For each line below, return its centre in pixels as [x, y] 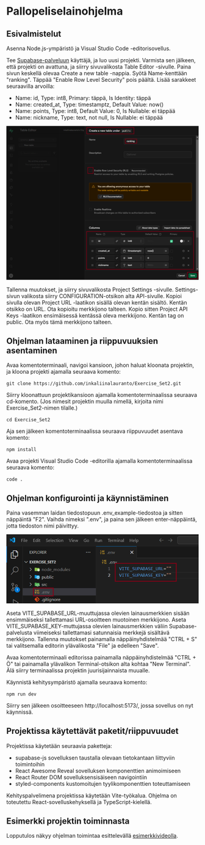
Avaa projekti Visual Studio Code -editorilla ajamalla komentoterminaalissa [99, 461]
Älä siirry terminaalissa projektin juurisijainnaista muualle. [78, 670]
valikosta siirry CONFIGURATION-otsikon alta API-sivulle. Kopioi [101, 296]
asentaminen [32, 350]
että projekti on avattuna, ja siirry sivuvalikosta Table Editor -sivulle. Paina [99, 67]
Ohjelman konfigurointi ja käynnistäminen [88, 498]
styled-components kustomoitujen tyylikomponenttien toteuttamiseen [103, 783]
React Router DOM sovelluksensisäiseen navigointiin [81, 777]
